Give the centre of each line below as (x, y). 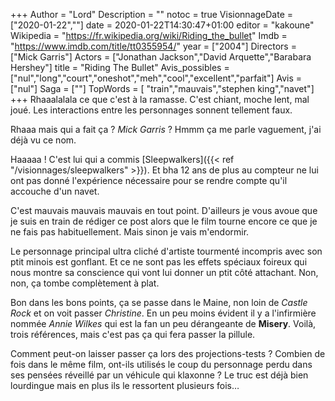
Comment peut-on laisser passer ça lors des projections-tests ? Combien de (168, 353)
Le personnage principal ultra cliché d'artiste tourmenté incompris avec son (166, 251)
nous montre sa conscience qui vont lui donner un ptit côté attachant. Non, (164, 272)
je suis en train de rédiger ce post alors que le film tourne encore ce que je (164, 221)
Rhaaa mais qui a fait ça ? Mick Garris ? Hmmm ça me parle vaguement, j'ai (166, 129)
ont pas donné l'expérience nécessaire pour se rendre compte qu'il (149, 180)
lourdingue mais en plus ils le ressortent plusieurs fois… (125, 385)
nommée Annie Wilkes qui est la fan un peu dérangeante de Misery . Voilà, (163, 323)
